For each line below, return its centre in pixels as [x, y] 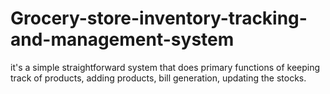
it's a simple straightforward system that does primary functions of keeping [165, 67]
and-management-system [122, 39]
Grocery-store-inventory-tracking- [159, 18]
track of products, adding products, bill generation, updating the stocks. [158, 78]
